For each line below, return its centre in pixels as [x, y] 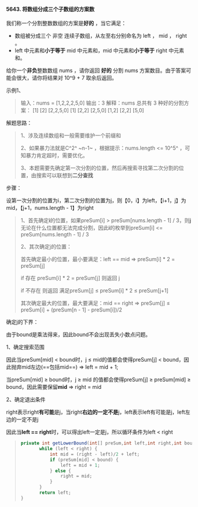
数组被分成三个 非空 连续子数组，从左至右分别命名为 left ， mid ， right [101, 36]
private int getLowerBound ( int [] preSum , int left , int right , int [101, 443]
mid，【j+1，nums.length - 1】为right [50, 208]
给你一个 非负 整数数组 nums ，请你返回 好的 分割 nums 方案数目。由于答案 [96, 70]
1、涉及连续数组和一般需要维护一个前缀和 [71, 135]
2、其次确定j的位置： [46, 247]
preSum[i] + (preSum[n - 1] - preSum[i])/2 [71, 310]
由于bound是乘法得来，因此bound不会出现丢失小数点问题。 [79, 334]
